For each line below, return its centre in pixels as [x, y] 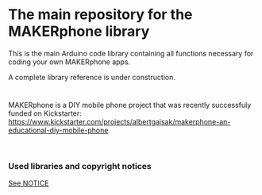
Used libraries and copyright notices [80, 166]
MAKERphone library [79, 31]
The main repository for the [100, 15]
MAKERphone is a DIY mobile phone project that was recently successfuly [130, 105]
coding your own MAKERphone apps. [69, 62]
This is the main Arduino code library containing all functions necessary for [131, 53]
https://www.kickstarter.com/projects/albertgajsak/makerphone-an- [119, 122]
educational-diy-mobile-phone [58, 130]
